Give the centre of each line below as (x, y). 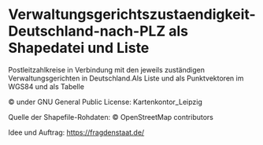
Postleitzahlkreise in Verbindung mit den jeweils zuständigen (106, 69)
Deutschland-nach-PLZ (87, 31)
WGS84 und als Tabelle (46, 86)
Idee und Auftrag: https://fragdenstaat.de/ (76, 132)
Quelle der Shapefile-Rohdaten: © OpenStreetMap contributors (111, 117)
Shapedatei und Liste (79, 48)
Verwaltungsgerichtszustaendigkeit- (132, 15)
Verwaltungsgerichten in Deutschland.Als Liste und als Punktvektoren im (126, 78)
